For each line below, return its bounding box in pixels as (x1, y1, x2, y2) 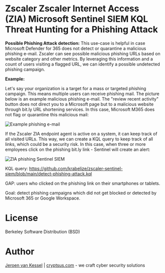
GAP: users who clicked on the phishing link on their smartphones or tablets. (5, 180, 161, 186)
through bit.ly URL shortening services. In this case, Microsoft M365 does (5, 106, 155, 112)
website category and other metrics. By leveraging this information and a (5, 56, 153, 62)
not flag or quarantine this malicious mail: (5, 111, 89, 117)
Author (5, 246, 34, 257)
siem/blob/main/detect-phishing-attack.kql (5, 171, 92, 176)
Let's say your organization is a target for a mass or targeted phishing (5, 85, 146, 91)
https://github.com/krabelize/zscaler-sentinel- (29, 166, 123, 171)
